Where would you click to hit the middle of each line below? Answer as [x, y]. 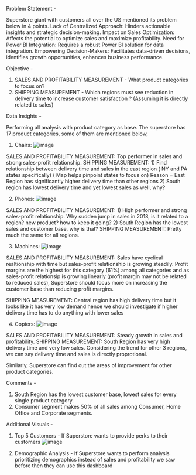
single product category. [44, 400]
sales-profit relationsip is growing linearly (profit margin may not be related [96, 276]
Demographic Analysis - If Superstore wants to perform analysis [92, 453]
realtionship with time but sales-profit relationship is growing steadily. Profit [97, 264]
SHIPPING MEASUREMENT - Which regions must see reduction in [94, 92]
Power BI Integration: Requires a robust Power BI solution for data [85, 45]
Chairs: [23, 145]
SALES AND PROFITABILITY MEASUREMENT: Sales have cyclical [85, 258]
